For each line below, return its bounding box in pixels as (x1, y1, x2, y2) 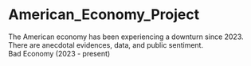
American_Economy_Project (8, 6, 200, 24)
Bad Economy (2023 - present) (8, 49, 111, 58)
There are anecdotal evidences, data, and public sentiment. (8, 40, 204, 49)
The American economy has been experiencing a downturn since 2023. (8, 32, 245, 41)
